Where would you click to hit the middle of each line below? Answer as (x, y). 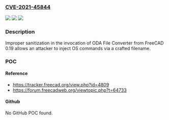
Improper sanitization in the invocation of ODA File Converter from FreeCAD (84, 43)
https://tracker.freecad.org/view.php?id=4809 (61, 85)
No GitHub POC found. (29, 113)
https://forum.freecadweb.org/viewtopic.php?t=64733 (70, 90)
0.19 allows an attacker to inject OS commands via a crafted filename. (78, 48)
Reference (17, 73)
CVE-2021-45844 (28, 7)
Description (20, 32)
